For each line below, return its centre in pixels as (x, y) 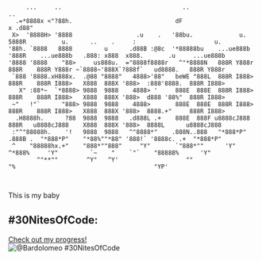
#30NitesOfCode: (53, 220)
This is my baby (34, 195)
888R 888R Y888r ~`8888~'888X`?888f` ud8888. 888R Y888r (117, 70)
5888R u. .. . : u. (115, 42)
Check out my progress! (48, 239)
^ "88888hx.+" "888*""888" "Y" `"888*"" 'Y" (124, 146)
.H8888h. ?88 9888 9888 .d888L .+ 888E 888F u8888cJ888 (133, 118)
